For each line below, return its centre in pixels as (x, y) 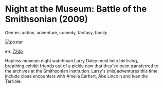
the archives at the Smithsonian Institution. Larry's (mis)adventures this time (81, 71)
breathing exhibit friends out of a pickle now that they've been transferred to (82, 66)
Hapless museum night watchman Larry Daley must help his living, (72, 60)
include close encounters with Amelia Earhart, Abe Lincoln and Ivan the (77, 76)
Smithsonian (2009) (47, 19)
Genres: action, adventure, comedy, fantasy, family (56, 32)
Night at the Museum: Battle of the (76, 9)
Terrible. (13, 81)
